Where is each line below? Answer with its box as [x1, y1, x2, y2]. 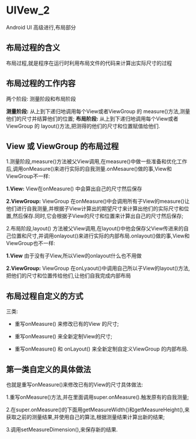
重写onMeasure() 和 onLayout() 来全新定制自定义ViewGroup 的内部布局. [14, 345, 189, 352]
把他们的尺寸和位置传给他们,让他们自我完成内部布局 [6, 272, 131, 279]
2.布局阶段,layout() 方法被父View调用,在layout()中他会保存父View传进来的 [6, 225, 184, 232]
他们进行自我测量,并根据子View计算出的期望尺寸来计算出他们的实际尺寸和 [6, 205, 184, 212]
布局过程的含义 [6, 42, 60, 53]
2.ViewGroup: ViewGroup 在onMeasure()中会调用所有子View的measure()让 [6, 198, 190, 205]
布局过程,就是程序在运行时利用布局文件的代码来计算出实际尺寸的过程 [6, 60, 173, 67]
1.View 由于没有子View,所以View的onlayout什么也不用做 [6, 252, 142, 259]
